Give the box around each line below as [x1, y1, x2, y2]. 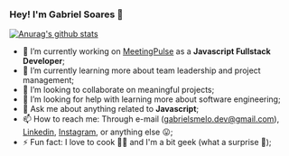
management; [22, 75, 75, 86]
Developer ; [22, 56, 65, 67]
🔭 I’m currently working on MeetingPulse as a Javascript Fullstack [22, 46, 271, 57]
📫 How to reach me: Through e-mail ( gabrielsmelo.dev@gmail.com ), [22, 114, 280, 124]
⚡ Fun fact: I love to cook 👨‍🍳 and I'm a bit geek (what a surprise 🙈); [22, 137, 273, 148]
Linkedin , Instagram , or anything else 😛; [22, 126, 173, 138]
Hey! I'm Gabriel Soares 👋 [9, 8, 124, 21]
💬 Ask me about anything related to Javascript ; [22, 104, 200, 115]
